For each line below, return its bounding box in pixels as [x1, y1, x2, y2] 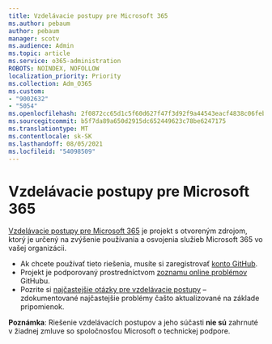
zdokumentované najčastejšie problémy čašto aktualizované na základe [19, 293, 260, 304]
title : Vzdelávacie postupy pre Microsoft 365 [8, 11, 168, 20]
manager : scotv [8, 34, 60, 43]
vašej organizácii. [8, 244, 67, 253]
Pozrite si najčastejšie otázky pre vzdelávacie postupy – [19, 285, 206, 295]
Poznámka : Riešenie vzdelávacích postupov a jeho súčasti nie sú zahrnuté [8, 317, 259, 328]
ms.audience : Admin [8, 42, 74, 50]
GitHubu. [19, 276, 50, 286]
